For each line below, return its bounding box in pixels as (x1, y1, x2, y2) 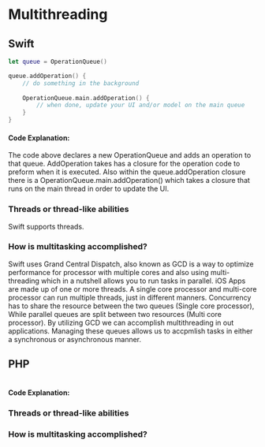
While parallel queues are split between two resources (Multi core (8, 309, 222, 318)
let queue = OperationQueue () (8, 58, 108, 65)
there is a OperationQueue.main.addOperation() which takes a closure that (8, 176, 251, 185)
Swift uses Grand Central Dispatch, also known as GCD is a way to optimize (8, 259, 254, 269)
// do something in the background (22, 79, 140, 88)
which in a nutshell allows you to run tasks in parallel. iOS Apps (40, 276, 246, 285)
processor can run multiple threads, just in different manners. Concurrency (8, 292, 252, 302)
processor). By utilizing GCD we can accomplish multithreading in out (8, 318, 234, 327)
